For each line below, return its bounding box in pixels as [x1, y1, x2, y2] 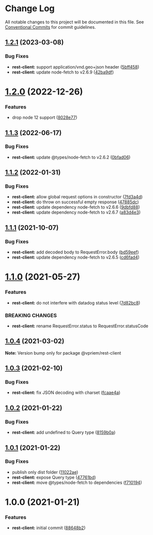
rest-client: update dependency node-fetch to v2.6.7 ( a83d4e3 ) [12, 210, 141, 215]
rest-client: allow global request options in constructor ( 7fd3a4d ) [12, 194, 143, 200]
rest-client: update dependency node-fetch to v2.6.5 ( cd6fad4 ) [12, 254, 139, 260]
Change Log [5, 3, 55, 14]
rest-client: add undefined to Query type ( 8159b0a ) [12, 429, 116, 435]
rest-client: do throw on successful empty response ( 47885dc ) [12, 199, 139, 205]
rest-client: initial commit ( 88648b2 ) [12, 525, 86, 531]
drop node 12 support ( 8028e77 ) [12, 115, 77, 121]
